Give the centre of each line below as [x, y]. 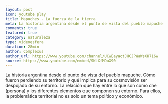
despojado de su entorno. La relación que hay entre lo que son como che [81, 86]
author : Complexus [24, 51]
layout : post [19, 10]
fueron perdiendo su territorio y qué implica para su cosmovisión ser [76, 80]
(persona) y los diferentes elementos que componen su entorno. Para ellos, [83, 91]
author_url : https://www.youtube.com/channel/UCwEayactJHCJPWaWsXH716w [82, 56]
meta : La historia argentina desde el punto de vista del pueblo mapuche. [85, 24]
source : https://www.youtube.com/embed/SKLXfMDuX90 [60, 61]
